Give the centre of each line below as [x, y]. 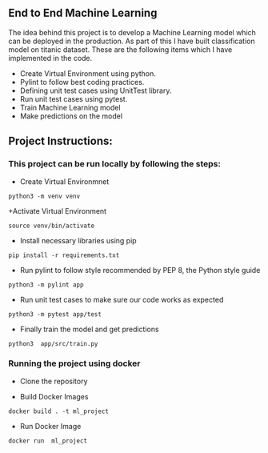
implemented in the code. [50, 58]
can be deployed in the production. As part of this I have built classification [132, 41]
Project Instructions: [61, 141]
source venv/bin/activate [51, 226]
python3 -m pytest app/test [55, 314]
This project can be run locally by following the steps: [115, 164]
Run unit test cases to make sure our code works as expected [122, 299]
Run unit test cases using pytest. [74, 98]
